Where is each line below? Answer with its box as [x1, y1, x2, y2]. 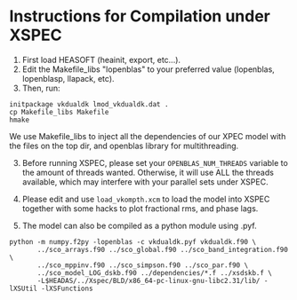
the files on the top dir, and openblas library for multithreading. [9, 140, 239, 151]
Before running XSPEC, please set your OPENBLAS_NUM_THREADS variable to [21, 157, 289, 168]
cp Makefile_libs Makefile [9, 107, 109, 116]
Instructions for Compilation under [9, 6, 271, 27]
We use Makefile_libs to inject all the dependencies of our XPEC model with [9, 130, 286, 141]
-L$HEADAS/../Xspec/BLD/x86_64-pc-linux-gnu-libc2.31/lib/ [36, 276, 261, 285]
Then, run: [21, 83, 60, 93]
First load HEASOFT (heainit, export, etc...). [21, 54, 181, 65]
